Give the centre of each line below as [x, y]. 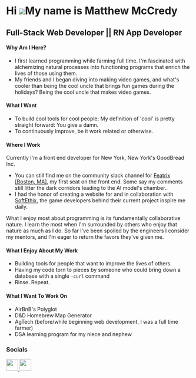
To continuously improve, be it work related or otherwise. [84, 131]
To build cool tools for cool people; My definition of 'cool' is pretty [94, 119]
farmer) [24, 328]
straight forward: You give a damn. [57, 124]
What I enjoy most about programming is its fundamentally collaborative [93, 218]
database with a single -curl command [62, 276]
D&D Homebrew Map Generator [53, 315]
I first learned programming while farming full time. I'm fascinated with [100, 61]
